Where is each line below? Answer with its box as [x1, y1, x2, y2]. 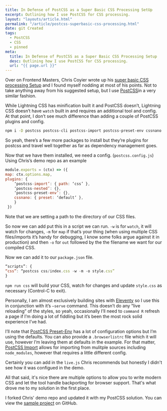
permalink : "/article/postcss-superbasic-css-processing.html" [5, 21, 140, 27]
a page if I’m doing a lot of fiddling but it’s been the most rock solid [5, 313, 143, 319]
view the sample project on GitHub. [5, 400, 78, 406]
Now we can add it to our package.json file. [5, 254, 94, 260]
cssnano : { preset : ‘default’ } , [14, 195, 84, 200]
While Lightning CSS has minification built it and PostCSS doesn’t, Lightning [5, 103, 161, 109]
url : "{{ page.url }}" [9, 63, 57, 68]
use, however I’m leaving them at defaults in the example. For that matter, [5, 339, 156, 345]
